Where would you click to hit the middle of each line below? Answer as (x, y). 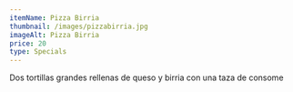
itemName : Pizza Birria (55, 18)
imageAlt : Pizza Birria (55, 35)
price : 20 (28, 43)
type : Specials (38, 52)
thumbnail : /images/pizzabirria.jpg (79, 26)
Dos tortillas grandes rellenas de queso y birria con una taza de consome (146, 77)
